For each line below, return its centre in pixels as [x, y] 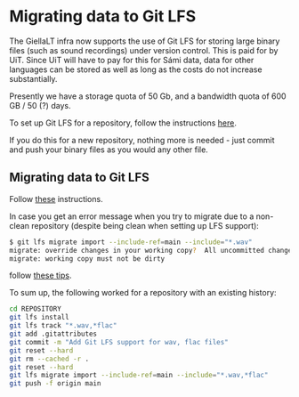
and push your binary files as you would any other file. [109, 150]
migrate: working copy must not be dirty [87, 259]
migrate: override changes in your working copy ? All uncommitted [137, 250]
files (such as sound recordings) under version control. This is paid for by [144, 50]
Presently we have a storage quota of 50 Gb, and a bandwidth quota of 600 [148, 96]
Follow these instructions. [57, 198]
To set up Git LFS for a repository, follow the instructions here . [123, 123]
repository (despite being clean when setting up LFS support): [145, 225]
